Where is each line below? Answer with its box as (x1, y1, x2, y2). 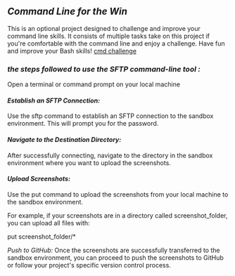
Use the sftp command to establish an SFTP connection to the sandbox (7, 112, 214, 120)
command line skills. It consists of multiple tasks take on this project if (7, 32, 210, 40)
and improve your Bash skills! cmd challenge (7, 46, 137, 55)
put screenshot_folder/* (7, 232, 76, 241)
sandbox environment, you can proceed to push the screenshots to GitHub (7, 253, 224, 262)
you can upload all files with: (7, 218, 90, 227)
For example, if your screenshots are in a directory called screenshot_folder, (7, 211, 228, 220)
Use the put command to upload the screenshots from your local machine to (7, 190, 229, 199)
